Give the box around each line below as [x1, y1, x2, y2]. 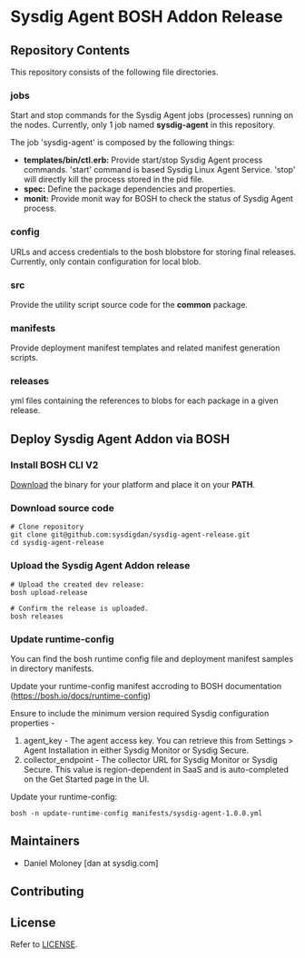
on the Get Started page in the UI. [23, 774, 150, 785]
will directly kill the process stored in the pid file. [23, 174, 205, 185]
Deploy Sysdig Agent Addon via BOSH [10, 431, 231, 447]
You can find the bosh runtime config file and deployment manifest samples [10, 654, 294, 665]
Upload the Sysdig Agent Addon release [10, 559, 191, 572]
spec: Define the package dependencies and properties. [23, 183, 236, 194]
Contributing [10, 884, 84, 900]
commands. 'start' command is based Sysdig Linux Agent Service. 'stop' [23, 164, 296, 175]
